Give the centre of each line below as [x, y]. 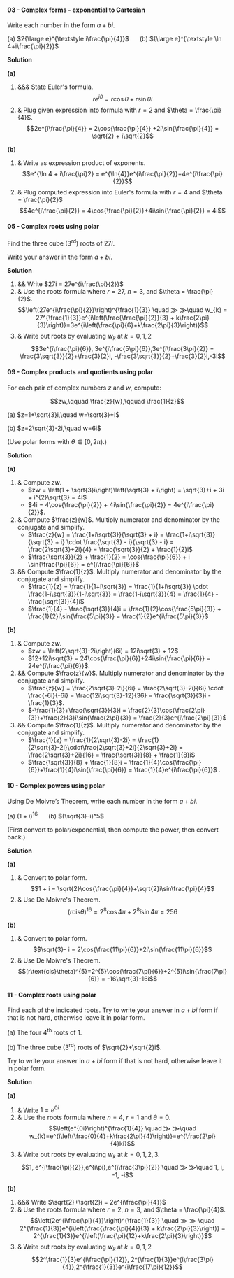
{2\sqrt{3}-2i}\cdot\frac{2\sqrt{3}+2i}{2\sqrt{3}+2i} [103, 747]
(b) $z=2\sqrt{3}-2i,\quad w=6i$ [54, 428]
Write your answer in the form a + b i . [60, 257]
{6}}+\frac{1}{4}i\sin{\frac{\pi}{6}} [77, 769]
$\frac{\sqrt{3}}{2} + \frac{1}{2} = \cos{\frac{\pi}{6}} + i [109, 557]
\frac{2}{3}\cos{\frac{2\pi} [167, 710]
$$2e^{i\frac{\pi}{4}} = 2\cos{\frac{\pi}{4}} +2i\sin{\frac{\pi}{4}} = [123, 128]
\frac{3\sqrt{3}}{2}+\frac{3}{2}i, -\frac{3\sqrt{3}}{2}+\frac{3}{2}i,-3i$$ [123, 356]
